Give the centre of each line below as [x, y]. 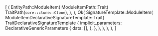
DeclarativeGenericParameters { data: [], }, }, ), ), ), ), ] [61, 28]
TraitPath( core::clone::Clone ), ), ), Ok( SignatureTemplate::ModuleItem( [79, 12]
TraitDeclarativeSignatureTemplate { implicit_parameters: [64, 23]
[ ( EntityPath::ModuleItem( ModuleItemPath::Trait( [57, 7]
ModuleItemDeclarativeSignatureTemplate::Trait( [55, 18]
